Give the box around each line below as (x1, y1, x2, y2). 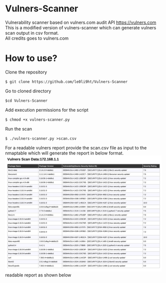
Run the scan (5, 126, 32, 132)
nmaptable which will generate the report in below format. (5, 150, 124, 156)
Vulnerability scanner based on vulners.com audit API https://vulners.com (5, 19, 157, 25)
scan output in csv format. (5, 30, 59, 36)
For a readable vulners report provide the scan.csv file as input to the (5, 144, 147, 150)
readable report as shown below (5, 272, 72, 278)
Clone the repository (5, 69, 47, 75)
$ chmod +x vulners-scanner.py (5, 117, 70, 122)
